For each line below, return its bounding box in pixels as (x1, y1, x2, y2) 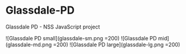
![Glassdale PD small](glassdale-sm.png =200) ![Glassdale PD (5, 34, 158, 42)
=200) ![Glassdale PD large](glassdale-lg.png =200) (53, 41, 181, 48)
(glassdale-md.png (5, 41, 52, 48)
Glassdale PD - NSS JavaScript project (5, 23, 100, 30)
